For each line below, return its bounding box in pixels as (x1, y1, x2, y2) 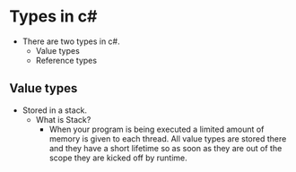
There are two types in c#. (22, 36, 121, 47)
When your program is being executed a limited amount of (48, 124, 265, 134)
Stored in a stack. (22, 105, 88, 116)
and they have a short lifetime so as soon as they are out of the (48, 142, 283, 153)
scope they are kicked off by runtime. (48, 152, 188, 163)
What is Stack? (35, 114, 91, 125)
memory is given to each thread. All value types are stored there (48, 133, 287, 144)
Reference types (35, 55, 97, 65)
